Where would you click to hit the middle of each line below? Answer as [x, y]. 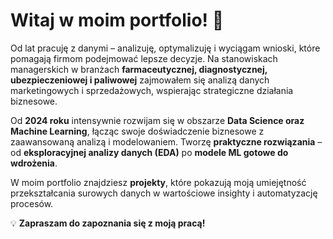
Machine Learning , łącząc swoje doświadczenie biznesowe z [137, 131]
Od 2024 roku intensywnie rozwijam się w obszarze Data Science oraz [157, 120]
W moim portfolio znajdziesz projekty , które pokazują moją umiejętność [158, 182]
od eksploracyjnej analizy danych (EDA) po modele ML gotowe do [149, 152]
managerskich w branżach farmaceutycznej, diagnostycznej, [139, 69]
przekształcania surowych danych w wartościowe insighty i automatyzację [164, 193]
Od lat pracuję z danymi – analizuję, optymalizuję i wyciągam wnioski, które [165, 48]
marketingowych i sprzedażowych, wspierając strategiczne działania [152, 90]
